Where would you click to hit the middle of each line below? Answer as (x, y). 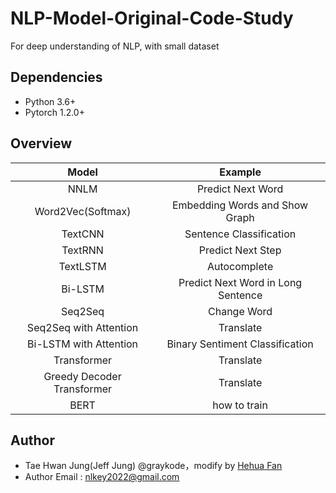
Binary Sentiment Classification (240, 344)
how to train (240, 405)
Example (240, 172)
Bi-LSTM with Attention (83, 344)
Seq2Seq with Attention (82, 327)
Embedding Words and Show (240, 205)
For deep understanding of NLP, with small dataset (115, 46)
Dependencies (56, 77)
